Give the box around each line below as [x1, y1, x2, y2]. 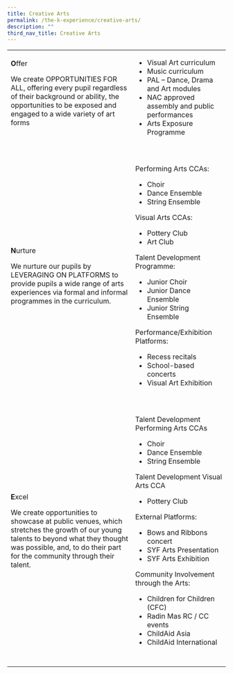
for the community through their [10, 551, 115, 561]
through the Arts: [135, 579, 191, 588]
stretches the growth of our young [10, 525, 122, 535]
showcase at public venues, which [10, 517, 123, 526]
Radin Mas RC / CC [146, 611, 209, 621]
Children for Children [146, 594, 215, 604]
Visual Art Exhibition [146, 378, 213, 388]
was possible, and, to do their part [10, 542, 121, 552]
